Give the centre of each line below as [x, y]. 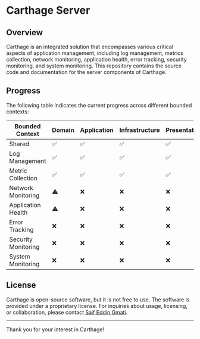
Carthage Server [48, 10]
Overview [25, 33]
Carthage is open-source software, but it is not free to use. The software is [98, 300]
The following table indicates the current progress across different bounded [99, 105]
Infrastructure [140, 130]
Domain [63, 130]
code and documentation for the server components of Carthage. [86, 72]
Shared [19, 144]
